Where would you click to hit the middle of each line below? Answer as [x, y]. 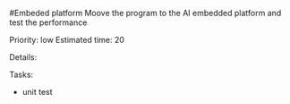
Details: [23, 57]
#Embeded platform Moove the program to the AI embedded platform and [145, 13]
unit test [37, 92]
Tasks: [21, 74]
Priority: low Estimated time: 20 [67, 40]
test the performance [48, 22]
